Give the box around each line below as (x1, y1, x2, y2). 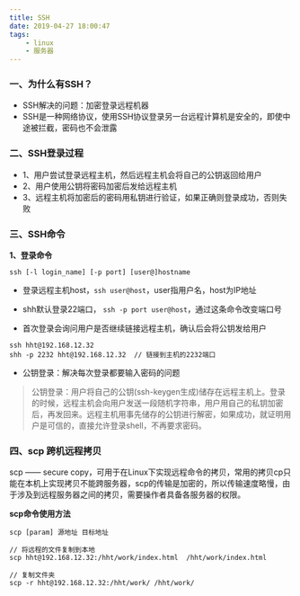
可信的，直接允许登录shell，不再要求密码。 (47, 420, 207, 431)
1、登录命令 (9, 250, 53, 261)
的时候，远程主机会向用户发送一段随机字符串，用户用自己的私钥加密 (31, 397, 284, 409)
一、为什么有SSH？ (9, 78, 93, 91)
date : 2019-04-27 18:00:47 (9, 22, 110, 31)
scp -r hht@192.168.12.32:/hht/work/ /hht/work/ (9, 579, 195, 588)
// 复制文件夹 (9, 571, 56, 580)
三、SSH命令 (9, 227, 66, 240)
